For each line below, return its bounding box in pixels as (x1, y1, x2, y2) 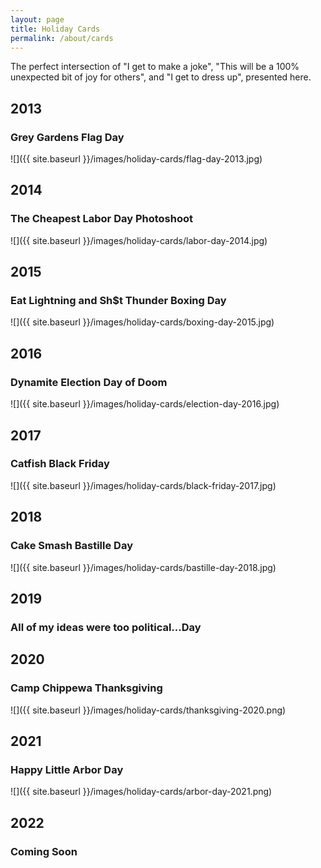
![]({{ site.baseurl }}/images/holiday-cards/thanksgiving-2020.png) (10, 704, 287, 716)
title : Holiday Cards (10, 24, 101, 34)
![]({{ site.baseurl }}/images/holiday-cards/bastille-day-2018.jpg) (10, 561, 277, 573)
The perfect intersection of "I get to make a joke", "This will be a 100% (10, 61, 300, 73)
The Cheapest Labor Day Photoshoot (10, 212, 193, 226)
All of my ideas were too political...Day (10, 620, 202, 634)
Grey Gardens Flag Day (10, 130, 125, 144)
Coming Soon (10, 844, 78, 858)
